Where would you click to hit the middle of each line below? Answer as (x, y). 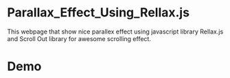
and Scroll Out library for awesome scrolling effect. (79, 38)
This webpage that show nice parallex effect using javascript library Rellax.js (115, 31)
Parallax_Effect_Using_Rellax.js (99, 13)
